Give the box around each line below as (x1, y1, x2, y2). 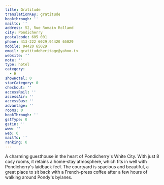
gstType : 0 (5, 117, 28, 122)
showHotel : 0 (5, 76, 32, 81)
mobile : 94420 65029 (5, 44, 48, 49)
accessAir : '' (5, 94, 34, 99)
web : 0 (5, 131, 19, 136)
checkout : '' (5, 85, 32, 90)
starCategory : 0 (5, 80, 38, 85)
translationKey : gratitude (5, 12, 61, 17)
